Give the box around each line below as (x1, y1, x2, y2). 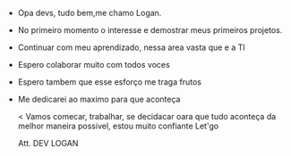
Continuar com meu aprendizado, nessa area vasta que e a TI (17, 42, 246, 53)
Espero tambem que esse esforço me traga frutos (17, 77, 201, 87)
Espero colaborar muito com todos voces (17, 60, 170, 70)
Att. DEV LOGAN (17, 138, 79, 148)
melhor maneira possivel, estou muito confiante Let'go (17, 120, 219, 131)
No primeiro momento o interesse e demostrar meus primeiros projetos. (17, 25, 283, 35)
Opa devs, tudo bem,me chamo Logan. (17, 8, 162, 18)
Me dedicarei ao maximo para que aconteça (17, 94, 181, 104)
